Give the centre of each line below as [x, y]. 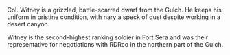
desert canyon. [28, 24]
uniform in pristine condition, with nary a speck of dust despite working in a [114, 17]
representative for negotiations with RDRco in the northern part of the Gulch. [115, 44]
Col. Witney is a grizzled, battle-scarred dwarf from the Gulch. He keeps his [114, 10]
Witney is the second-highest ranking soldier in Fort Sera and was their [107, 37]
